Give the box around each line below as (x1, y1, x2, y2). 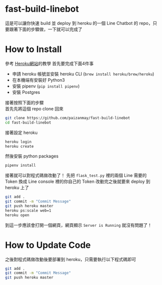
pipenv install (5, 163, 36, 168)
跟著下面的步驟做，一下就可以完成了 (9, 26, 82, 32)
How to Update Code (5, 240, 91, 250)
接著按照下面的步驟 (5, 99, 44, 106)
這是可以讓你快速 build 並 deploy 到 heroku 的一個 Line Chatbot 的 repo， (5, 20, 153, 26)
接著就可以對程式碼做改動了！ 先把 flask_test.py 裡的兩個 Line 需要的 (5, 173, 147, 178)
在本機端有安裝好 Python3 (12, 77, 65, 83)
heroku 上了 (5, 185, 29, 191)
